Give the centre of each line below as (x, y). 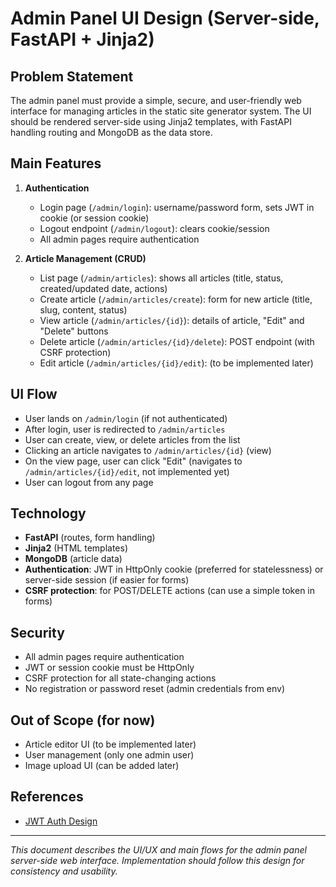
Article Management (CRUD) (85, 258)
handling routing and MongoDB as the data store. (111, 132)
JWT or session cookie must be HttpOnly (109, 668)
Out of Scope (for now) (83, 720)
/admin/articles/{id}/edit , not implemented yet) (127, 471)
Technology (48, 513)
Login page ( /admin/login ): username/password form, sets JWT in (177, 207)
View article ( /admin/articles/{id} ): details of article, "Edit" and (172, 320)
